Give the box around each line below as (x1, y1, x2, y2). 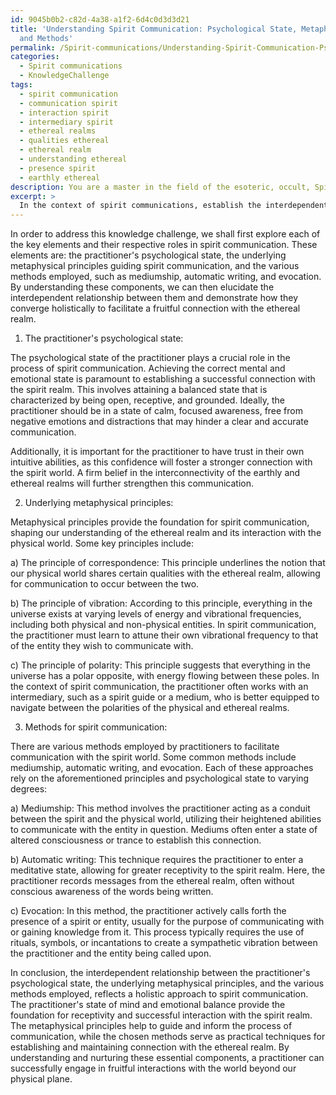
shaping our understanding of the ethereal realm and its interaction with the (10, 527, 322, 539)
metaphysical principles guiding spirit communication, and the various (10, 260, 300, 272)
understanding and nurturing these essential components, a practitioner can (10, 1052, 325, 1064)
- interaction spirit (19, 107, 110, 118)
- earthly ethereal (19, 172, 101, 183)
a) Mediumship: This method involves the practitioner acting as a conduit (10, 802, 311, 815)
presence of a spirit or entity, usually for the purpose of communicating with (10, 916, 325, 928)
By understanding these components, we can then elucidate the (10, 281, 275, 293)
